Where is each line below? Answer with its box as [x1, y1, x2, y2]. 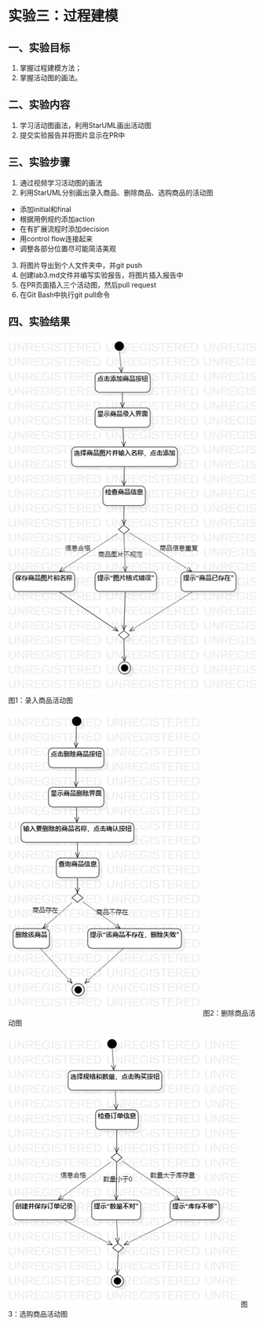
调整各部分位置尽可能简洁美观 [19, 244, 116, 253]
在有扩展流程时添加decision [19, 224, 110, 233]
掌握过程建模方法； [19, 64, 82, 72]
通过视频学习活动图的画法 [19, 178, 103, 187]
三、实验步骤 [8, 156, 71, 169]
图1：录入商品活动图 [8, 696, 73, 705]
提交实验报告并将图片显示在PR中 [19, 130, 126, 140]
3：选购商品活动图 [8, 1310, 68, 1319]
